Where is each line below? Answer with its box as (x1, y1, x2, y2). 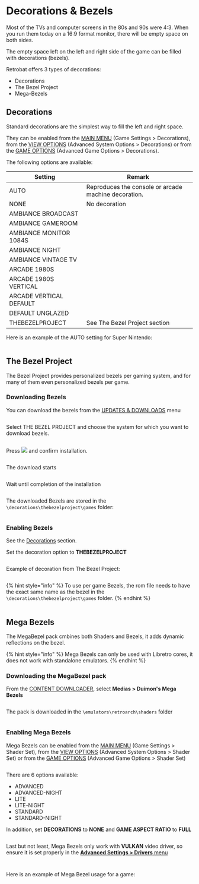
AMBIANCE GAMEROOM (9, 219, 78, 227)
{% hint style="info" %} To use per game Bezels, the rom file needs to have (6, 582, 191, 589)
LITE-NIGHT (14, 801, 45, 809)
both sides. (6, 36, 34, 43)
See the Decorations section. (6, 537, 77, 544)
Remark (127, 172, 150, 181)
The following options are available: (6, 159, 93, 166)
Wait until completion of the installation (6, 480, 101, 488)
